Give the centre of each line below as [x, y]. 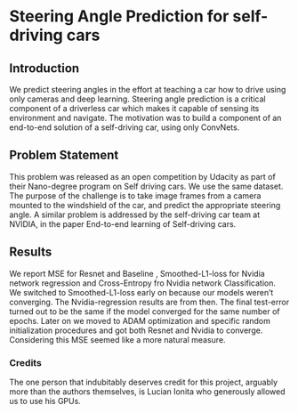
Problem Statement [64, 155]
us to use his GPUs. [45, 401]
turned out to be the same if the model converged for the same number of [145, 311]
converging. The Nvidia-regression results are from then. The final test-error [149, 302]
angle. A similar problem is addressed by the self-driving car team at [135, 215]
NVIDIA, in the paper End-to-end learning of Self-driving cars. [123, 223]
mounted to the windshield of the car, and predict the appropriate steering [145, 205]
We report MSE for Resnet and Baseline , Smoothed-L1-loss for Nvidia [137, 273]
